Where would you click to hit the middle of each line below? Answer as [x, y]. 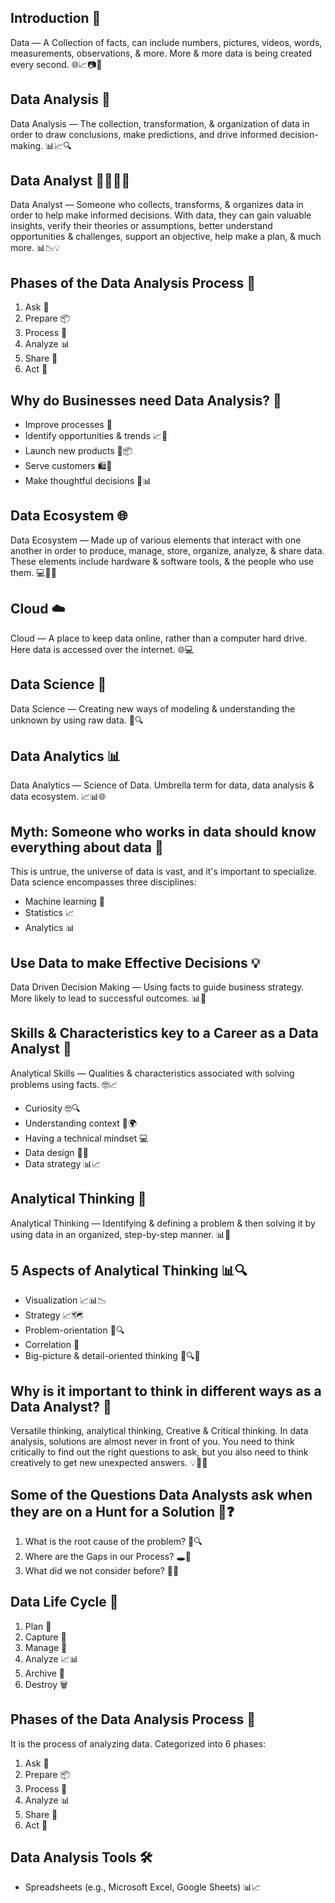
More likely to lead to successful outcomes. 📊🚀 [108, 998]
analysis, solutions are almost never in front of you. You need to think [152, 1442]
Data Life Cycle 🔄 [64, 1602]
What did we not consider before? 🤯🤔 [102, 1570]
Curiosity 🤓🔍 [52, 1108]
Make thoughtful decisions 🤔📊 [88, 481]
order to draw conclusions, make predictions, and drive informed [144, 134]
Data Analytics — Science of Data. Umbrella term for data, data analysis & [162, 785]
